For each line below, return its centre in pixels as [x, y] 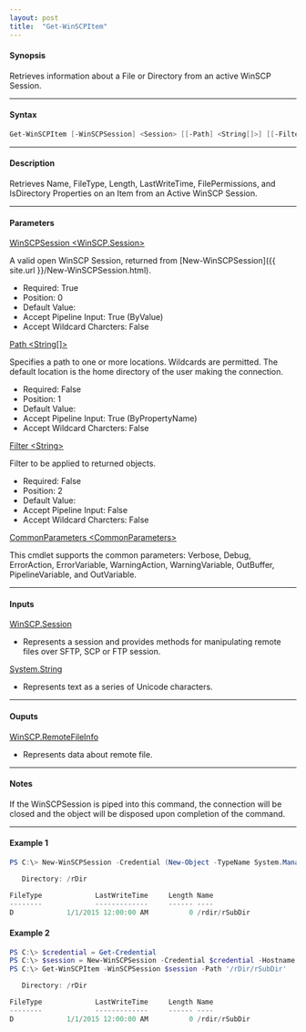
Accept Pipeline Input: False [75, 511]
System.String [36, 669]
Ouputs [24, 716]
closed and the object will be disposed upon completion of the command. [148, 813]
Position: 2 [42, 491]
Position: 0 [43, 298]
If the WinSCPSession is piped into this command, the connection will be [146, 804]
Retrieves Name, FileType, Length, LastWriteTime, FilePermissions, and [143, 183]
